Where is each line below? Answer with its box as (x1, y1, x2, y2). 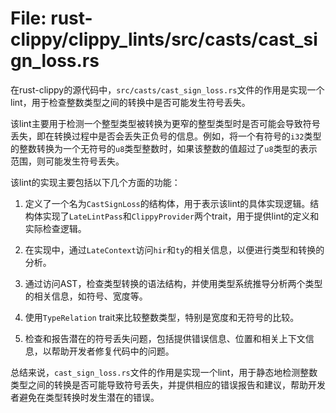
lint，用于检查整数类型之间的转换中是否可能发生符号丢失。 (10, 96, 251, 108)
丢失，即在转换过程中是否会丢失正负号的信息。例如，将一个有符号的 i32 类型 (10, 130, 322, 142)
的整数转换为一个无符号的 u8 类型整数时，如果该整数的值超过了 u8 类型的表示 (10, 142, 318, 154)
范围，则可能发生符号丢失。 (10, 155, 125, 167)
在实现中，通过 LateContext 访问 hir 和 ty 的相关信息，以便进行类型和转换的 (24, 243, 325, 256)
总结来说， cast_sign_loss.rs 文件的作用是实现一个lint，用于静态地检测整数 (10, 366, 318, 378)
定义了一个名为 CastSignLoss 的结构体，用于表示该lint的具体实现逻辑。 (24, 197, 311, 209)
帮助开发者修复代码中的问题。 (51, 345, 175, 357)
